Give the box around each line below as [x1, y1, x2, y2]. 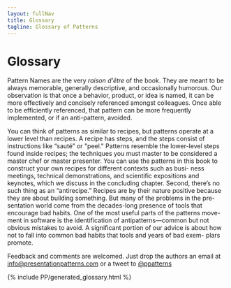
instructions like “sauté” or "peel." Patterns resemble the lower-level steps [7, 142, 220, 150]
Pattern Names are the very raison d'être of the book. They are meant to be [7, 76, 225, 85]
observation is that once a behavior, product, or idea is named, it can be [7, 92, 214, 100]
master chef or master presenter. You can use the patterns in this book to [7, 157, 218, 165]
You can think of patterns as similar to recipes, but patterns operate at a [7, 127, 214, 136]
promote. [7, 238, 33, 247]
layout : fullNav [7, 10, 54, 17]
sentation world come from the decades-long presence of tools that [7, 201, 202, 210]
